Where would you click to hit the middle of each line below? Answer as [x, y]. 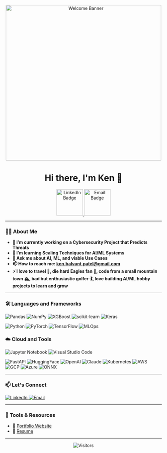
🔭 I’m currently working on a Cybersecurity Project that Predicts [80, 242]
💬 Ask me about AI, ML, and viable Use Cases [60, 258]
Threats [21, 248]
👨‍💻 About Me [21, 231]
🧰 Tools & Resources [30, 415]
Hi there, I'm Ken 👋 [83, 178]
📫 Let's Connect [26, 385]
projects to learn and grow [40, 286]
